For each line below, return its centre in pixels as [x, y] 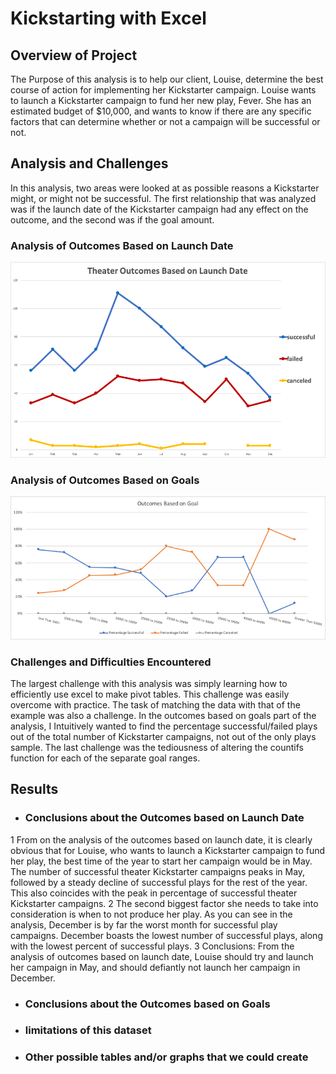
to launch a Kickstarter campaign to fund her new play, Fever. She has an [161, 100]
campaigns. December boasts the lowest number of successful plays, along [166, 935]
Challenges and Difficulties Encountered [111, 662]
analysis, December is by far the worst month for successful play [144, 924]
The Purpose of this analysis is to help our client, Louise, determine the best [167, 79]
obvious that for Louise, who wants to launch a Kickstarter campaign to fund [168, 850]
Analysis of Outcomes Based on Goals [105, 480]
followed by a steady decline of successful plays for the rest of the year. [159, 882]
